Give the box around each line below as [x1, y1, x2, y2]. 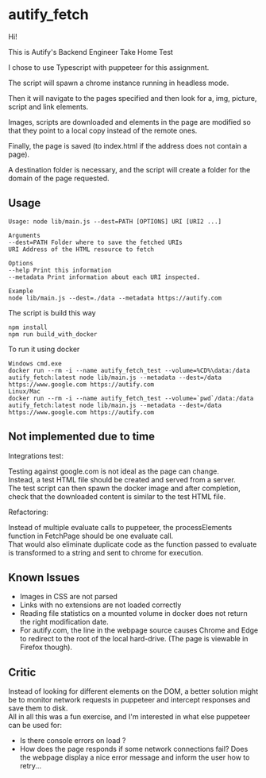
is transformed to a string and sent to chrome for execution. [8, 548, 204, 557]
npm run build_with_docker [8, 330, 98, 339]
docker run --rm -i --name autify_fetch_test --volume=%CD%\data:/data [8, 366, 250, 374]
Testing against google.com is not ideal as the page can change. [8, 466, 220, 476]
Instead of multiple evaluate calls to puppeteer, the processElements [8, 522, 233, 532]
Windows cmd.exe [8, 359, 62, 367]
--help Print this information [8, 266, 112, 274]
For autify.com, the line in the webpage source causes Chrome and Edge [19, 625, 259, 635]
